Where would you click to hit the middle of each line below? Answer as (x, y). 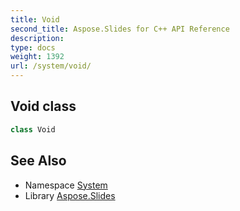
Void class (43, 106)
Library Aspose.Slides (70, 195)
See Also (38, 161)
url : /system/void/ (51, 66)
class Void (33, 129)
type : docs (33, 47)
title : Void (35, 19)
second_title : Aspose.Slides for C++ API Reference (120, 29)
